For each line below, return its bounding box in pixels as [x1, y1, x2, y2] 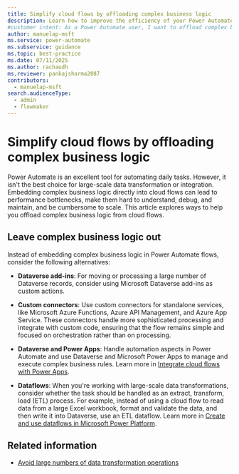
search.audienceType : [7, 90, 72, 97]
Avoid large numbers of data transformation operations [17, 458, 179, 467]
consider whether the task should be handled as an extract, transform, [17, 388, 225, 397]
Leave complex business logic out [7, 231, 161, 243]
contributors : [7, 76, 50, 84]
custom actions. [17, 287, 65, 295]
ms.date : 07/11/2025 [7, 57, 69, 64]
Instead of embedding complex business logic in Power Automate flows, [7, 250, 219, 259]
